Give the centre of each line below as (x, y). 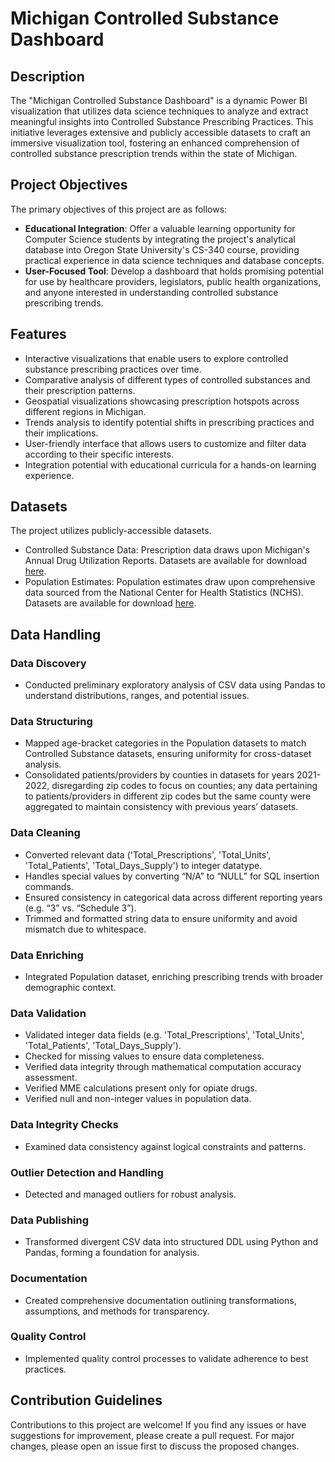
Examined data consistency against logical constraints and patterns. (165, 1146)
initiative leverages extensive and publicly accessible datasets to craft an (160, 132)
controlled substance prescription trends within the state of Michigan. (154, 153)
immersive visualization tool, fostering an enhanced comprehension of (155, 143)
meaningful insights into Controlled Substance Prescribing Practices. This (162, 121)
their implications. (61, 433)
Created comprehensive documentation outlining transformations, (160, 1300)
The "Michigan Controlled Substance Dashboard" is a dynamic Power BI (159, 100)
